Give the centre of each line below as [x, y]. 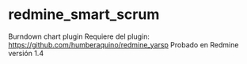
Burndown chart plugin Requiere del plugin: [79, 36]
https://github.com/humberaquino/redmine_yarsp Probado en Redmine [123, 44]
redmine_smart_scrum [84, 15]
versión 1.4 [26, 53]
